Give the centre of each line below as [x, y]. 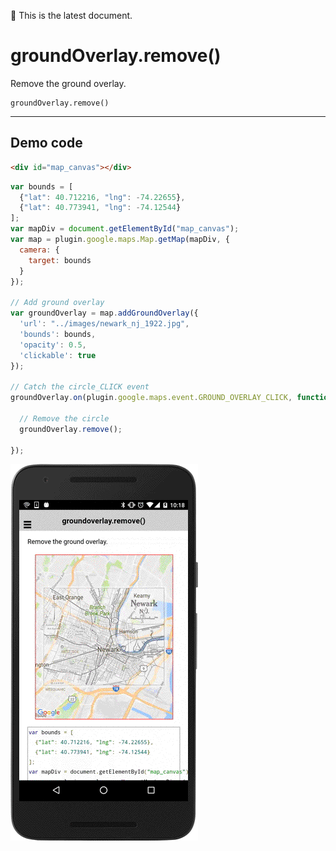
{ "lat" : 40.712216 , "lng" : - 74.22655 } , [102, 197]
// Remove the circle [64, 418]
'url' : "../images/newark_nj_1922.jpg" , [104, 324]
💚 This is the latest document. [71, 15]
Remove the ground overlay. [68, 83]
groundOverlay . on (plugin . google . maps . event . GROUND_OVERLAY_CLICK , [151, 398]
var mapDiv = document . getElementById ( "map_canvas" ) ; [125, 229]
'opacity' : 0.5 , [53, 345]
